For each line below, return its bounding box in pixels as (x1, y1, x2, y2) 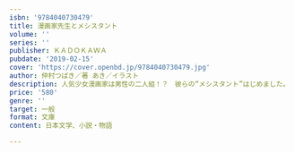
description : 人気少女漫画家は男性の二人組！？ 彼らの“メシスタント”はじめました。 (9, 80, 290, 89)
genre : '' (9, 96, 47, 106)
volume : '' (9, 30, 50, 38)
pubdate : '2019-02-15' (9, 55, 94, 63)
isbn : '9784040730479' (9, 13, 94, 22)
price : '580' (9, 88, 58, 97)
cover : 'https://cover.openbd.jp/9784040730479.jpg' (9, 63, 211, 72)
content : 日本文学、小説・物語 (9, 122, 113, 131)
